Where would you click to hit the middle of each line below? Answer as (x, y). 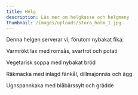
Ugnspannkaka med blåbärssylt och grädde (60, 85)
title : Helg (21, 12)
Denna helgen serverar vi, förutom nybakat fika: (65, 40)
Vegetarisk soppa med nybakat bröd (51, 62)
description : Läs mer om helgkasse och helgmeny (68, 17)
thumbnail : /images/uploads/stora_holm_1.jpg (64, 23)
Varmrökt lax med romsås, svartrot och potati (62, 51)
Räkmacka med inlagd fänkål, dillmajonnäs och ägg (69, 74)
